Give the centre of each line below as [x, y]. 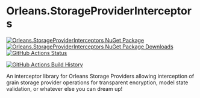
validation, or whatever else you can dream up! [64, 88]
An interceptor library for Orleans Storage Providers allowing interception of [100, 76]
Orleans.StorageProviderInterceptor [99, 11]
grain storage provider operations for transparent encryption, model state [97, 82]
